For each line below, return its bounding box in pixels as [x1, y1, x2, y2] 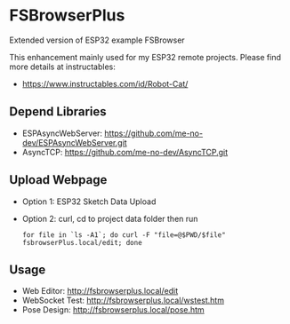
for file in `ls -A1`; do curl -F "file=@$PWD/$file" [21, 230, 226, 240]
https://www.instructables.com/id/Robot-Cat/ [21, 78, 189, 89]
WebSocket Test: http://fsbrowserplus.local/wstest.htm [21, 295, 225, 306]
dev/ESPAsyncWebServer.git [21, 137, 127, 147]
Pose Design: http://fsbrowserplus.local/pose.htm [21, 304, 205, 315]
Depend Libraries [9, 104, 107, 120]
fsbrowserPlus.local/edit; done [21, 238, 142, 247]
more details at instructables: [9, 61, 116, 72]
